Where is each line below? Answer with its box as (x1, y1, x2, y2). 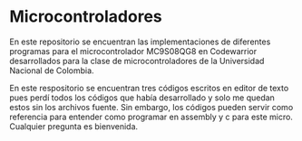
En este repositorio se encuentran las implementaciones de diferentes (9, 36, 271, 47)
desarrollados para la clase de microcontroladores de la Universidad (9, 55, 265, 66)
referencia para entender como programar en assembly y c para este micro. (9, 111, 293, 122)
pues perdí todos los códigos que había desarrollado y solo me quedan (9, 92, 275, 103)
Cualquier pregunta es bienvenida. (9, 120, 139, 132)
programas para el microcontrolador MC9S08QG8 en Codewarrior (9, 45, 258, 56)
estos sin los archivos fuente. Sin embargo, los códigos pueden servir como (9, 101, 294, 112)
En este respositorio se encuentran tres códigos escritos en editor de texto (9, 82, 289, 93)
